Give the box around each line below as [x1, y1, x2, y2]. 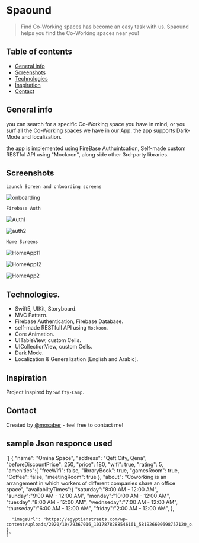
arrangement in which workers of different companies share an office [6, 480, 176, 487]
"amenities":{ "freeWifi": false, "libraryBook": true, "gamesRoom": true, [6, 467, 179, 474]
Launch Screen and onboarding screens [6, 184, 102, 190]
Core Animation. [14, 330, 54, 338]
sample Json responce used [6, 439, 113, 449]
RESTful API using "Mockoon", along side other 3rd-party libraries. [6, 151, 169, 158]
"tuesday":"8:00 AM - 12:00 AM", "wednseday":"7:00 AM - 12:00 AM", [6, 499, 178, 506]
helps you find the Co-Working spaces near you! [20, 29, 139, 36]
